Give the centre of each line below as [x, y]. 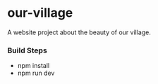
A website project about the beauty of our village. [79, 32]
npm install [34, 66]
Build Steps [27, 50]
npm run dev [36, 73]
